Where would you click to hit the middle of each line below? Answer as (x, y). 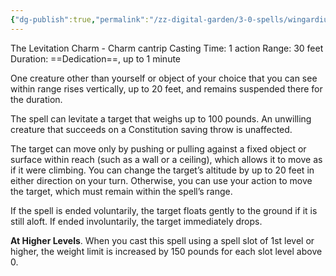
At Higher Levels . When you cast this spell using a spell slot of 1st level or (162, 240)
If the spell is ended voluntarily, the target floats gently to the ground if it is (164, 210)
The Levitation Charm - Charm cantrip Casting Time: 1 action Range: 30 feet (167, 48)
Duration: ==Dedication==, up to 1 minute (96, 58)
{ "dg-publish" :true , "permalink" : (80, 19)
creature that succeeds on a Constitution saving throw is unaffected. (151, 129)
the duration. (36, 99)
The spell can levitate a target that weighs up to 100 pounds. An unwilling (161, 118)
